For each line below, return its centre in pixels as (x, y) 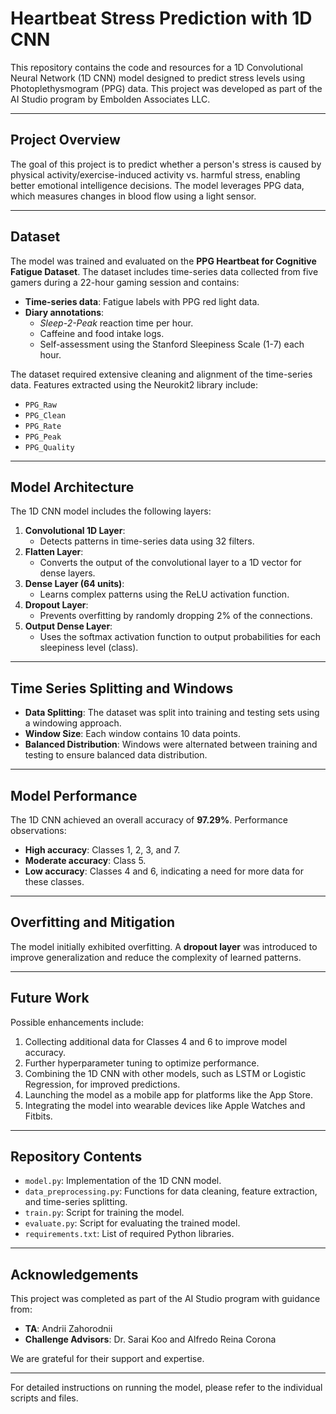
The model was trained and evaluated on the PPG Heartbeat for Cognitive (163, 261)
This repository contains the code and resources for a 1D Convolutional (156, 67)
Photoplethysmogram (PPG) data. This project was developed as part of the (166, 88)
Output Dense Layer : (68, 626)
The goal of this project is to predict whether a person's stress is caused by (166, 164)
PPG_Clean (45, 415)
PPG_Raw (40, 405)
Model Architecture (72, 487)
